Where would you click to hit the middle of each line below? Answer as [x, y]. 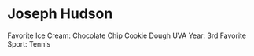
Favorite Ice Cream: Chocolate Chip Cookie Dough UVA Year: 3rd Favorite [127, 35]
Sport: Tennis [29, 43]
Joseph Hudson [60, 14]
